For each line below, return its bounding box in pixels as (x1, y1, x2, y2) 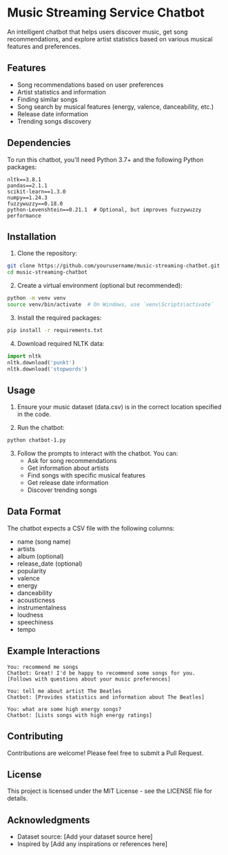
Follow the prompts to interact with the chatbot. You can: (17, 449, 178, 457)
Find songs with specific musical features (27, 471, 146, 480)
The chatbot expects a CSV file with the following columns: (7, 524, 175, 532)
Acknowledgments (7, 814, 91, 826)
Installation (7, 231, 56, 243)
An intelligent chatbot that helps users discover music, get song (7, 28, 188, 36)
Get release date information (27, 479, 109, 487)
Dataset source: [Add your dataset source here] (17, 832, 153, 841)
